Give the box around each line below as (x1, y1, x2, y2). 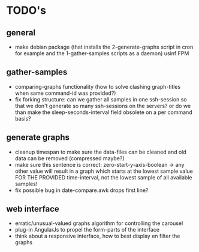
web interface (6, 204, 60, 214)
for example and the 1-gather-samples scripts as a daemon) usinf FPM (14, 50, 189, 57)
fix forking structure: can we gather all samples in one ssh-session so (14, 95, 187, 103)
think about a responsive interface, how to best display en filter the (14, 232, 180, 240)
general (6, 28, 36, 38)
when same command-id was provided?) (14, 89, 116, 97)
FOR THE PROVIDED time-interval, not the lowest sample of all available (14, 173, 192, 181)
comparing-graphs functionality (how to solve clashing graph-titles (14, 83, 181, 90)
